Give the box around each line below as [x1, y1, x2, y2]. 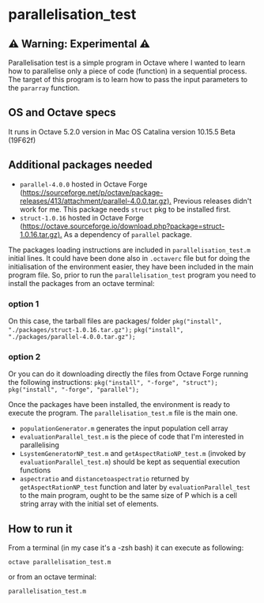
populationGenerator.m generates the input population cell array [19, 424, 228, 433]
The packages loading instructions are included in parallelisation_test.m [8, 245, 251, 254]
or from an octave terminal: [8, 572, 97, 582]
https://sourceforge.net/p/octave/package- [22, 187, 164, 197]
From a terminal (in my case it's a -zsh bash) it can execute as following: [8, 543, 244, 552]
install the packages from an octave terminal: [8, 278, 156, 288]
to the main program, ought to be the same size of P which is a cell [19, 491, 237, 500]
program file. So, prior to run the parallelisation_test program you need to [8, 270, 257, 280]
